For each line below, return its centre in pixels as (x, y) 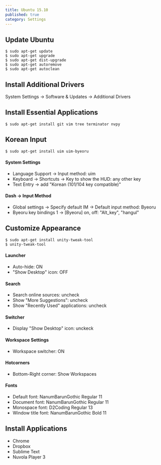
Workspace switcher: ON (38, 351)
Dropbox (22, 446)
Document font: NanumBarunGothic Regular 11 (61, 402)
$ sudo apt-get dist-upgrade (36, 60)
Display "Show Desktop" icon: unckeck (53, 328)
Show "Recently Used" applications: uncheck (59, 305)
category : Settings (26, 19)
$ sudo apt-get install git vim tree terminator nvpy (63, 124)
